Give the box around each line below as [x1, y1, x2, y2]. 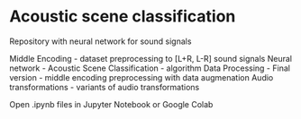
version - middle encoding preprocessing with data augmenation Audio [9, 72, 274, 82]
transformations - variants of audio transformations [9, 81, 200, 92]
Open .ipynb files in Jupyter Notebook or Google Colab [9, 98, 214, 109]
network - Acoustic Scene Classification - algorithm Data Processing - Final [9, 63, 291, 73]
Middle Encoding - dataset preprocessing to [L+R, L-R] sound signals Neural [9, 53, 293, 64]
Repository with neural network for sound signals [9, 36, 192, 47]
